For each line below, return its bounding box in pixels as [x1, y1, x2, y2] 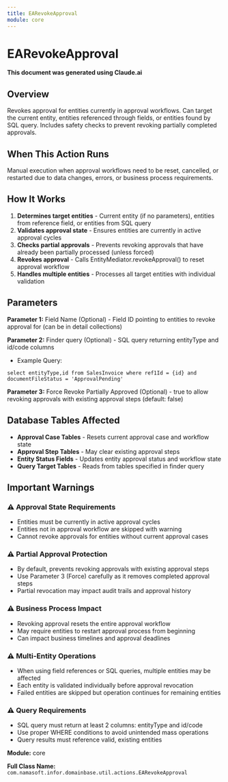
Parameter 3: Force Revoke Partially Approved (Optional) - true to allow [7, 388, 209, 396]
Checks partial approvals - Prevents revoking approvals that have [16, 240, 203, 249]
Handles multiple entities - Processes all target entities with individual [16, 270, 216, 278]
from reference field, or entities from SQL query [16, 218, 152, 227]
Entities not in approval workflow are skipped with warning [16, 525, 182, 533]
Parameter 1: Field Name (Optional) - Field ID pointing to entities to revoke [7, 315, 216, 323]
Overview [7, 88, 50, 100]
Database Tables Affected [7, 415, 121, 427]
